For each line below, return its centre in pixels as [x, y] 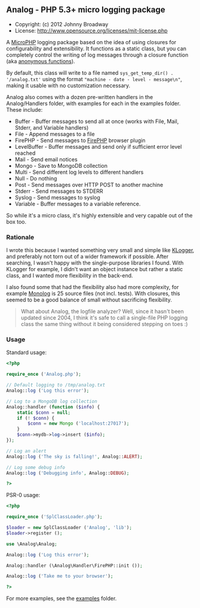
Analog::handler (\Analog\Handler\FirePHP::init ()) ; [75, 566]
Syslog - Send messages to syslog [57, 197]
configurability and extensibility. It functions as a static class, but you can [96, 48]
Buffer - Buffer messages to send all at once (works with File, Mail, [97, 121]
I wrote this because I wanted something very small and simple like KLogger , [100, 250]
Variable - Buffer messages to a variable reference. [78, 204]
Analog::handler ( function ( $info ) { [53, 407]
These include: [24, 109]
